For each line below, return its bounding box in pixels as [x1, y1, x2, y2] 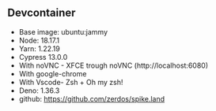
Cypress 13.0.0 [18, 52, 68, 61]
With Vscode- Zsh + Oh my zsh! [18, 77, 123, 87]
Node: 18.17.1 [18, 35, 60, 45]
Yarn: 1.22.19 [18, 43, 60, 54]
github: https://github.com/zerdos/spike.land [18, 94, 165, 103]
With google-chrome [18, 68, 87, 78]
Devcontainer [7, 6, 76, 20]
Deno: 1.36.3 [18, 86, 60, 95]
